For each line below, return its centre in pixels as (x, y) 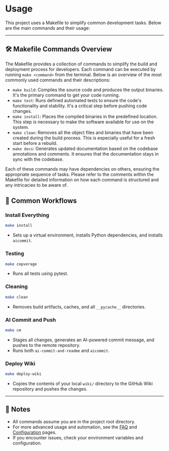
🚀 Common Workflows (41, 201)
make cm (13, 330)
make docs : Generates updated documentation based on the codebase (85, 148)
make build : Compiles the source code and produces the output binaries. (88, 90)
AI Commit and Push (31, 320)
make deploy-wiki (23, 374)
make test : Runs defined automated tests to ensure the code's (77, 100)
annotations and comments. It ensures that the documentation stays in (86, 154)
